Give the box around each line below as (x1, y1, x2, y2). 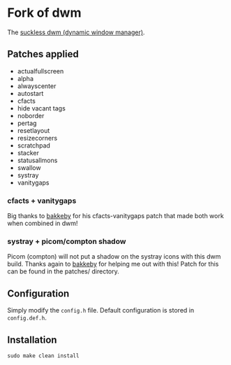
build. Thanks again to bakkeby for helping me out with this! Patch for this (7, 260, 219, 269)
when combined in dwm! (7, 219, 78, 228)
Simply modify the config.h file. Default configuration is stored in (7, 306, 194, 315)
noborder (17, 111, 45, 120)
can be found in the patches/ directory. (7, 267, 120, 275)
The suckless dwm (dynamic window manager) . (7, 28, 145, 36)
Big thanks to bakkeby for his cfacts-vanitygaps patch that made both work (7, 212, 225, 220)
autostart (17, 89, 44, 97)
